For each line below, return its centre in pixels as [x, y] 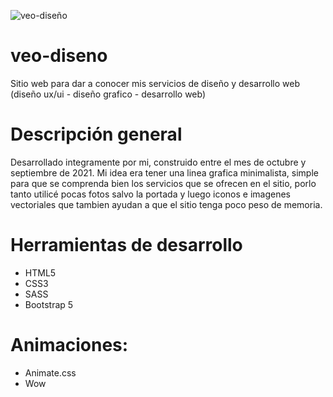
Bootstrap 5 [49, 304]
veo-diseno [59, 56]
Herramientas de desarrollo [126, 245]
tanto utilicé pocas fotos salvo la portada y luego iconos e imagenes [150, 194]
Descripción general [96, 134]
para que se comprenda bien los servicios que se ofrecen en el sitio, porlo [163, 183]
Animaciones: [69, 345]
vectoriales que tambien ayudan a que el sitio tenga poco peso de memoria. [166, 204]
